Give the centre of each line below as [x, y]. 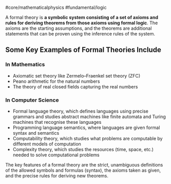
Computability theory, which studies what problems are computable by [88, 138]
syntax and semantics [36, 133]
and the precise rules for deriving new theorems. [57, 176]
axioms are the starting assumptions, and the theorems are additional [79, 28]
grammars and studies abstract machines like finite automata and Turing [89, 116]
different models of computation [47, 144]
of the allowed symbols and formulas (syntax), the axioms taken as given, [83, 170]
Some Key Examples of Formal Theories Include [83, 50]
